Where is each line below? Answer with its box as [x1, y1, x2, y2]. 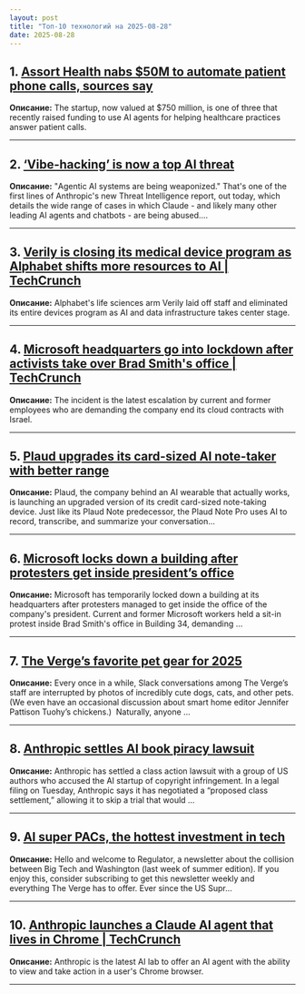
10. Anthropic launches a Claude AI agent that [9, 918, 274, 933]
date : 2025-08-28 [9, 30, 75, 39]
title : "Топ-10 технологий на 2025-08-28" [9, 22, 172, 31]
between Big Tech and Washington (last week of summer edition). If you [9, 863, 280, 874]
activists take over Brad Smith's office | [9, 356, 237, 371]
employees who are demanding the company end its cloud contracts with [9, 404, 284, 415]
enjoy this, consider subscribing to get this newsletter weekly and [9, 873, 255, 884]
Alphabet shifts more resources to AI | [9, 259, 229, 274]
